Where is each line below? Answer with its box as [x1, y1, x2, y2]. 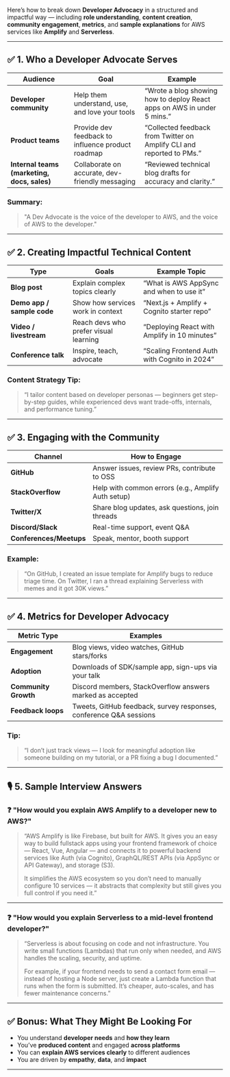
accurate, [73, 168, 105, 178]
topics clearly [72, 287, 116, 296]
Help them [73, 90, 107, 99]
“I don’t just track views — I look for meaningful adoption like [23, 747, 196, 755]
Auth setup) [92, 492, 131, 501]
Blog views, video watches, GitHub [72, 642, 184, 652]
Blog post [10, 282, 42, 292]
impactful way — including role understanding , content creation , [7, 13, 193, 21]
